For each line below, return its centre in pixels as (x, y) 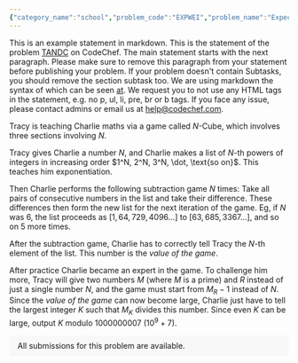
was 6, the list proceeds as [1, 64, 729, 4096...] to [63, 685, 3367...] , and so (144, 217)
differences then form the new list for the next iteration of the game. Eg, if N (148, 207)
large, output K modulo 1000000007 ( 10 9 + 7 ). (93, 322)
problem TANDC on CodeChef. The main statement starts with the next (139, 52)
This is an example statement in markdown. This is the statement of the (140, 43)
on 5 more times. (40, 226)
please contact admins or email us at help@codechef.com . (117, 108)
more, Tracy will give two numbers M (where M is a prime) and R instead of (146, 280)
